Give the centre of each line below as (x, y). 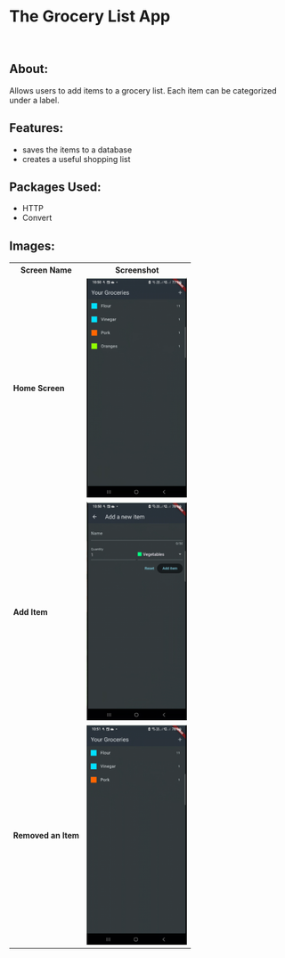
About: (29, 69)
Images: (32, 246)
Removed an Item (46, 836)
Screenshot (137, 270)
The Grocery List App (90, 16)
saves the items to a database (77, 150)
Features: (37, 128)
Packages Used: (55, 187)
